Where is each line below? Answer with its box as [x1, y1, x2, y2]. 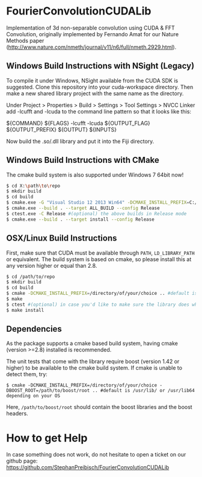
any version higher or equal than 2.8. [6, 262, 97, 269]
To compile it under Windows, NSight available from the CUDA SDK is [6, 77, 179, 84]
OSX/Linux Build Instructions [6, 233, 117, 244]
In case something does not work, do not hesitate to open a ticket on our [6, 451, 186, 458]
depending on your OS [6, 393, 61, 399]
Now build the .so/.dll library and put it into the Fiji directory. [6, 137, 155, 145]
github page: [6, 457, 38, 465]
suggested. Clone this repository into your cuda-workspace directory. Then [6, 83, 194, 90]
